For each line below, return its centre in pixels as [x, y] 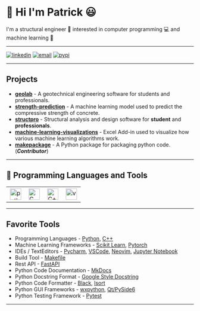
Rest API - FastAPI [37, 264]
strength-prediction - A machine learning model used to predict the [99, 106]
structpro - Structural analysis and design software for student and [98, 119]
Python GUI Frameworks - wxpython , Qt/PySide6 [75, 289]
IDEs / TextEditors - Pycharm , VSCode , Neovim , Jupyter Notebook [96, 251]
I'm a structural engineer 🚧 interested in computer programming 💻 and [93, 29]
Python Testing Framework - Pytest [58, 296]
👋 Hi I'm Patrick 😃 [51, 12]
